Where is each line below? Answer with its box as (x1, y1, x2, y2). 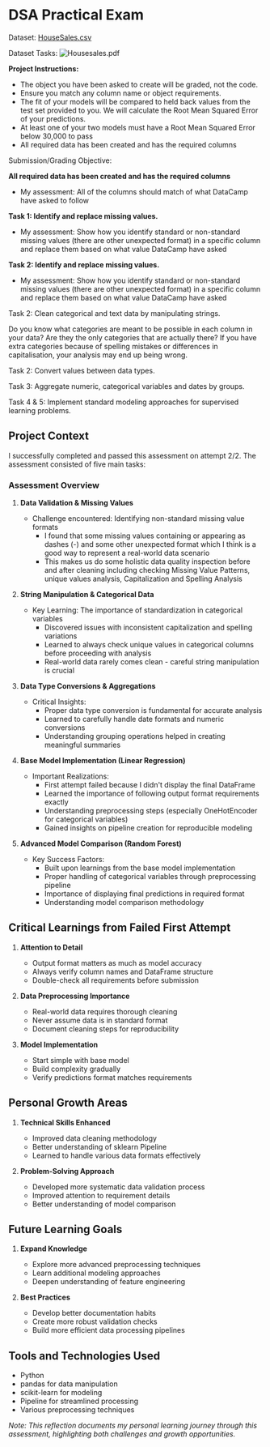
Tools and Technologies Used (8, 1349, 160, 1363)
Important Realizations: (32, 771, 109, 781)
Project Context (8, 429, 89, 443)
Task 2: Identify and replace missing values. (8, 259, 160, 269)
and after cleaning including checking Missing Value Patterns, (44, 566, 251, 575)
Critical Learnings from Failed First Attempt (8, 921, 231, 935)
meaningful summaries (44, 740, 121, 750)
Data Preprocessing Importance (19, 991, 130, 1001)
